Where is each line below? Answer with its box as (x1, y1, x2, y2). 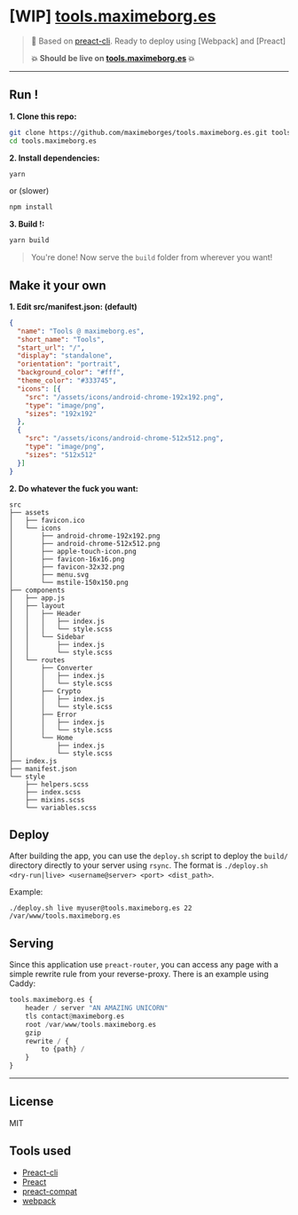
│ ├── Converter (9, 663, 93, 672)
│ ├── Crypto (9, 686, 82, 696)
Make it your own (9, 278, 106, 293)
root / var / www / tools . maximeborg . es (25, 1020, 157, 1029)
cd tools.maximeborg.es (9, 136, 98, 146)
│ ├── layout (9, 601, 66, 610)
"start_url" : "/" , (17, 343, 86, 352)
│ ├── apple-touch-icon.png (9, 547, 137, 556)
